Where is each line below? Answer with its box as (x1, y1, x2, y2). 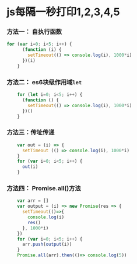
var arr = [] (17, 198, 49, 204)
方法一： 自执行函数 (6, 28, 62, 36)
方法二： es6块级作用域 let (6, 78, 82, 86)
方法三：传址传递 (6, 128, 55, 136)
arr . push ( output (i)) (22, 241, 72, 248)
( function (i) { (22, 47, 62, 53)
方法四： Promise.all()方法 (6, 184, 81, 192)
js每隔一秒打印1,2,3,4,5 (6, 5, 120, 19)
